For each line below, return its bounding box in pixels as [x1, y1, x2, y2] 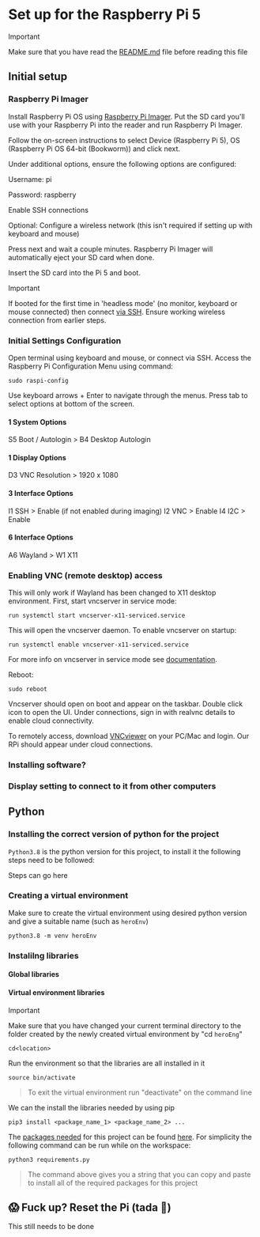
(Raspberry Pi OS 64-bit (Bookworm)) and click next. [8, 144, 180, 153]
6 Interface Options [8, 532, 73, 543]
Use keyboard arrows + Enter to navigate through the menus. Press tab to [8, 390, 248, 400]
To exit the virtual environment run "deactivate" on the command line [27, 1088, 253, 1097]
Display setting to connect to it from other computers [8, 781, 217, 792]
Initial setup [8, 70, 68, 84]
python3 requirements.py [8, 1156, 90, 1163]
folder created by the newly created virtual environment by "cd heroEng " [8, 1029, 243, 1038]
